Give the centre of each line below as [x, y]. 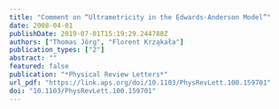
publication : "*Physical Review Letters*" [89, 75]
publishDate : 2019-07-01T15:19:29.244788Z [89, 33]
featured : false [39, 67]
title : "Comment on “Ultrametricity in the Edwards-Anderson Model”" [140, 17]
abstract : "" [33, 58]
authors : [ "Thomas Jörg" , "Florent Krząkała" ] [97, 42]
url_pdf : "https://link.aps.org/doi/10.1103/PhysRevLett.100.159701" [140, 83]
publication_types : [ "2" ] [57, 50]
